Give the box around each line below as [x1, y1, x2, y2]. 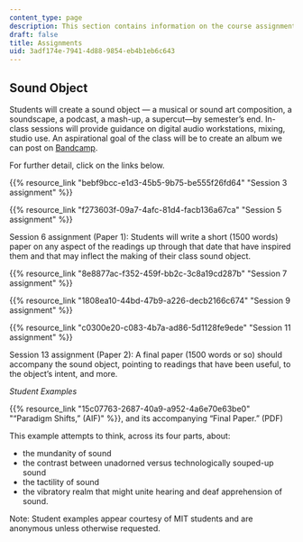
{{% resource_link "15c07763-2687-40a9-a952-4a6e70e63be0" [9, 403, 251, 414]
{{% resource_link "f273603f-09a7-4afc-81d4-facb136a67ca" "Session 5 [9, 204, 282, 215]
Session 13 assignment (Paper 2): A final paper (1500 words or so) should [9, 349, 282, 360]
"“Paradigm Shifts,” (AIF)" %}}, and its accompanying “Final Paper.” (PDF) [9, 412, 284, 424]
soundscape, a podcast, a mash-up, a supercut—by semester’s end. [9, 114, 263, 124]
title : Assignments [9, 38, 83, 48]
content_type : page [9, 13, 83, 23]
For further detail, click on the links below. [9, 160, 165, 170]
